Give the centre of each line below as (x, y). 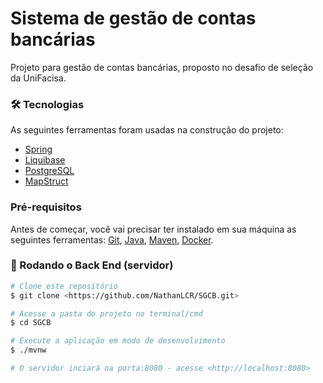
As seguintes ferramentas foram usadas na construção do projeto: (147, 130)
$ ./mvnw (28, 350)
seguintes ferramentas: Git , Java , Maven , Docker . (112, 239)
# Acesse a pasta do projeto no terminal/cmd (106, 313)
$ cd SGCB (31, 323)
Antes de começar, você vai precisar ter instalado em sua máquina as (153, 229)
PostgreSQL (49, 171)
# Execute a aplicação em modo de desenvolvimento (118, 341)
